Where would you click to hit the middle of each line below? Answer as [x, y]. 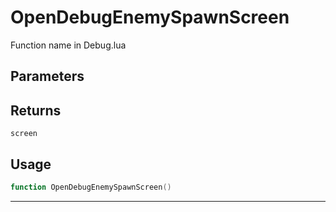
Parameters [47, 76]
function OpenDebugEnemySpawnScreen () [91, 187]
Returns [36, 110]
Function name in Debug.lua [68, 45]
